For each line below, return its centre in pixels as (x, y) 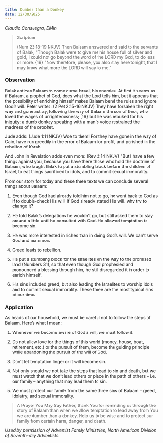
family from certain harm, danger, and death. (62, 421)
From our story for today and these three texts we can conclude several (77, 181)
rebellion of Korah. (24, 147)
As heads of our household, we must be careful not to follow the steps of (78, 318)
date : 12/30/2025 (23, 14)
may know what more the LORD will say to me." (64, 67)
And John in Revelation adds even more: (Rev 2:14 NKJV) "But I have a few (80, 156)
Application (19, 307)
